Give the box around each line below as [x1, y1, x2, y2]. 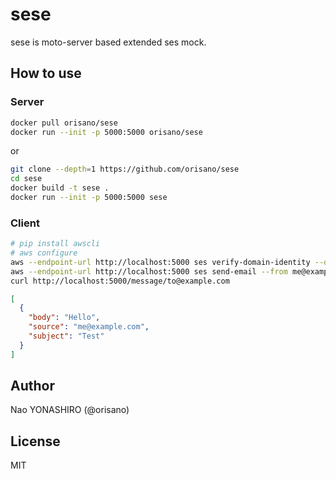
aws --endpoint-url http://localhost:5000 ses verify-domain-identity [10, 257, 311, 267]
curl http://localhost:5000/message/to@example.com [10, 276, 230, 286]
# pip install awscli [10, 239, 101, 249]
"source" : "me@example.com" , [28, 322, 150, 332]
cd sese [10, 174, 43, 184]
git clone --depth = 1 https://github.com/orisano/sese [10, 164, 240, 175]
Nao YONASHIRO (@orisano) [10, 404, 130, 416]
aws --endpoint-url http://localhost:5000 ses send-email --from [10, 266, 288, 277]
